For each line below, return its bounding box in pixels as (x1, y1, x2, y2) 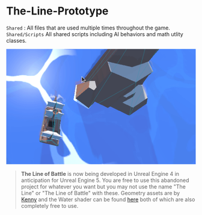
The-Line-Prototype (6, 4, 109, 18)
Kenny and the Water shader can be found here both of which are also (20, 196, 195, 203)
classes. (6, 37, 27, 44)
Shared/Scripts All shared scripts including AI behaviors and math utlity (6, 30, 183, 37)
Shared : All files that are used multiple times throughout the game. (6, 24, 170, 31)
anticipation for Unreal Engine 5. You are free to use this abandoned (20, 176, 189, 184)
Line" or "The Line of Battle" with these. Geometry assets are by (20, 190, 180, 197)
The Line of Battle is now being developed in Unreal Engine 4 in (20, 170, 179, 178)
